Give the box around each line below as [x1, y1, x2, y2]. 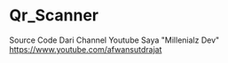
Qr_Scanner [9, 5, 99, 26]
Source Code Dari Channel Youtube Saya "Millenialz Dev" [9, 35, 220, 45]
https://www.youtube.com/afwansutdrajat [9, 43, 162, 54]
